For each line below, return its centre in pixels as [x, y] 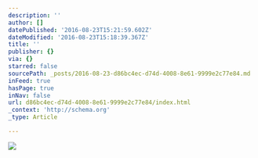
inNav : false [29, 95]
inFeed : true [29, 81]
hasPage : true [31, 88]
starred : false [33, 66]
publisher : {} [31, 52]
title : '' [24, 45]
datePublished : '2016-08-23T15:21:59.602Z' [80, 30]
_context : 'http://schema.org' [59, 110]
